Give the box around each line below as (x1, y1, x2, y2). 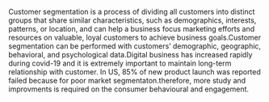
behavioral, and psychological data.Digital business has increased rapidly (8, 50, 253, 59)
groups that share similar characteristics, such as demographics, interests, (8, 15, 257, 25)
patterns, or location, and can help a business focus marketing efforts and (8, 24, 255, 33)
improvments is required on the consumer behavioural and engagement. (8, 84, 249, 94)
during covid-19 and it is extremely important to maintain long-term (8, 58, 232, 68)
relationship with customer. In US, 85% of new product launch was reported (8, 67, 261, 76)
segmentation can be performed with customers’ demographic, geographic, (8, 41, 261, 51)
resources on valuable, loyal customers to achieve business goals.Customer (8, 32, 261, 42)
